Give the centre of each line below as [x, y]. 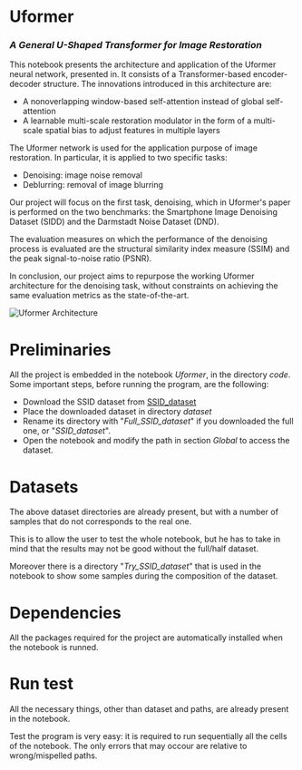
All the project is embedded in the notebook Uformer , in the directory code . [150, 375]
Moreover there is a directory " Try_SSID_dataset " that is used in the [135, 566]
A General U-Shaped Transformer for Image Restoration [136, 45]
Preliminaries [60, 350]
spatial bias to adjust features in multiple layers [132, 131]
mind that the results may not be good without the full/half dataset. [134, 549]
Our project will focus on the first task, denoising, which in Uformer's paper [150, 202]
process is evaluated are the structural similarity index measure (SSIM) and [150, 249]
